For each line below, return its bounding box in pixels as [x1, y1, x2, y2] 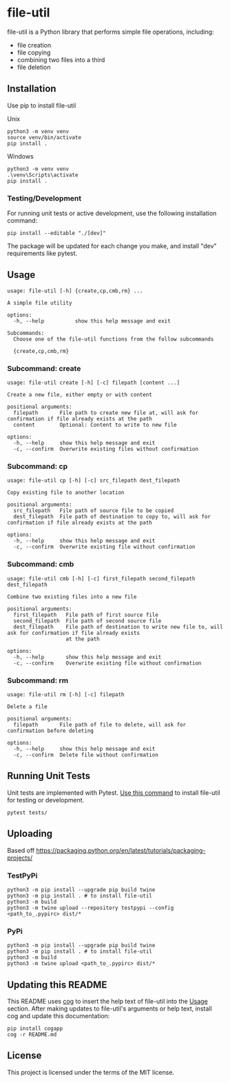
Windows [7, 152, 34, 160]
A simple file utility [7, 299, 72, 306]
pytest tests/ [7, 809, 48, 816]
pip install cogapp [7, 1025, 63, 1032]
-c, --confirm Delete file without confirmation [13, 751, 158, 759]
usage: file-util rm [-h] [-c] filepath [7, 691, 125, 698]
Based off [7, 846, 35, 854]
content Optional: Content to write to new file [13, 422, 177, 429]
